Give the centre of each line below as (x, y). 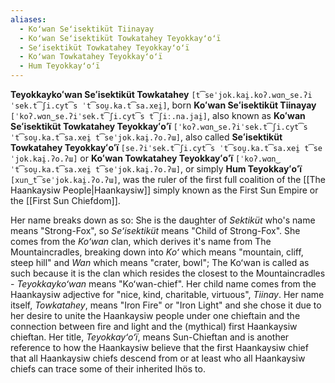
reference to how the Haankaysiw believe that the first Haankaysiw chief (159, 347)
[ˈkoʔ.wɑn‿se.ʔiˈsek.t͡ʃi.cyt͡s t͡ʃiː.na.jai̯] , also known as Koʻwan (158, 115)
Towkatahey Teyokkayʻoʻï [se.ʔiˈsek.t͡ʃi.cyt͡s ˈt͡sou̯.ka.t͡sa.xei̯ (155, 147)
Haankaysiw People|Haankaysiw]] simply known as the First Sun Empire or (164, 190)
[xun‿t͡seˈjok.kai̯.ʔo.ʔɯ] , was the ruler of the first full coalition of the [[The (168, 179)
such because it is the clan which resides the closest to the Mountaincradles (168, 273)
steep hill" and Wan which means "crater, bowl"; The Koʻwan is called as (160, 262)
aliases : (28, 19)
